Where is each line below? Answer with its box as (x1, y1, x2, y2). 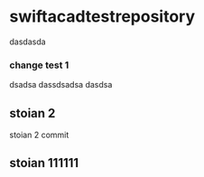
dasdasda (9, 36, 47, 47)
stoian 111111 (9, 155, 79, 171)
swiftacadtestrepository (9, 6, 196, 27)
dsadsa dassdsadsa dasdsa (9, 79, 113, 90)
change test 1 (9, 59, 70, 71)
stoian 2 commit (9, 129, 70, 141)
